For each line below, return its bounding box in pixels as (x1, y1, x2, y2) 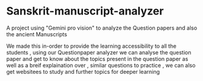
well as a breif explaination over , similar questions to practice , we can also (6, 62, 196, 69)
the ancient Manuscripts (6, 30, 68, 37)
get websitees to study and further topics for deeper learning (6, 68, 160, 75)
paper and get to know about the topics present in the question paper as (6, 55, 188, 62)
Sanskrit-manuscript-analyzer (6, 4, 164, 18)
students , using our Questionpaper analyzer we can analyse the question (6, 48, 191, 56)
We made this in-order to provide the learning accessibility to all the (6, 42, 177, 50)
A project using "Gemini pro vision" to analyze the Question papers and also (6, 24, 198, 31)
